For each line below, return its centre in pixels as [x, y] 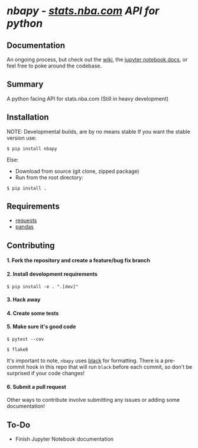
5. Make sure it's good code [41, 327]
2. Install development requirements [52, 274]
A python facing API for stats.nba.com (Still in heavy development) [88, 98]
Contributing [31, 245]
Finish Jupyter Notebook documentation [64, 439]
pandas [25, 227]
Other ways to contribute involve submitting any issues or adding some [93, 400]
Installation [28, 117]
